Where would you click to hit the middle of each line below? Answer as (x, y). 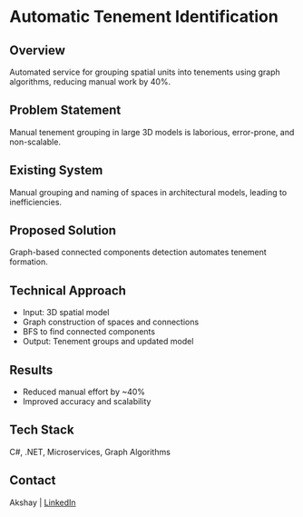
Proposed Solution (63, 230)
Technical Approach (68, 290)
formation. (29, 262)
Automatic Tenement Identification (144, 17)
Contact (33, 480)
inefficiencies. (35, 202)
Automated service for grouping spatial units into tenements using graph (145, 72)
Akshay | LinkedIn (43, 502)
